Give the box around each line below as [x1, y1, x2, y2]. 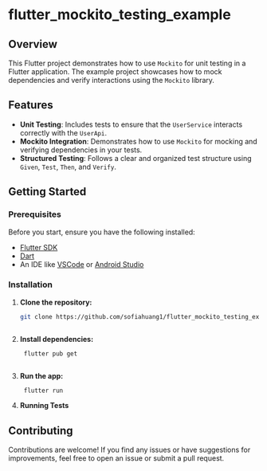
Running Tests [19, 401, 69, 410]
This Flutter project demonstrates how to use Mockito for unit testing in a [8, 58, 246, 68]
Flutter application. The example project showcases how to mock [8, 67, 222, 77]
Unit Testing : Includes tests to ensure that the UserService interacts [19, 120, 243, 129]
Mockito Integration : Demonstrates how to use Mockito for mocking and [19, 136, 257, 146]
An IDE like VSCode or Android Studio [19, 259, 144, 269]
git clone [19, 312, 53, 320]
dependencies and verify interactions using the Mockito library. [8, 76, 215, 84]
